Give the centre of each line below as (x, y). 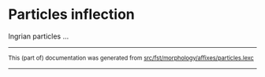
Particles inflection (72, 15)
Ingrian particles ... (39, 36)
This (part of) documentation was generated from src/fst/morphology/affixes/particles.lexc (131, 58)
